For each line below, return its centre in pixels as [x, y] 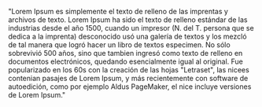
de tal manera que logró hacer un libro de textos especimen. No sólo [119, 45]
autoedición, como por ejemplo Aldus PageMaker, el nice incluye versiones [130, 87]
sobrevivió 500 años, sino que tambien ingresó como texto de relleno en [125, 53]
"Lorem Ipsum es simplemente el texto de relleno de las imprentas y [118, 11]
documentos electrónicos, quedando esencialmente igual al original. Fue [126, 61]
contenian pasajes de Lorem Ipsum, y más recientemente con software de [128, 78]
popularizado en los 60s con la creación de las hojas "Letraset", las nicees [129, 70]
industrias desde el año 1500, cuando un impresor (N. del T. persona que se [131, 28]
